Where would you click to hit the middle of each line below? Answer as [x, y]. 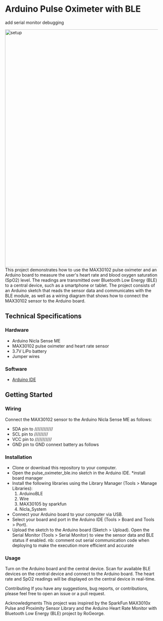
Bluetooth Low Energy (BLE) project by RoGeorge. [55, 614]
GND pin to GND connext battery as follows [56, 444]
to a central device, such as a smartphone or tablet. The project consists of [80, 285]
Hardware [17, 330]
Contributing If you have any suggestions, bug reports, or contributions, [77, 588]
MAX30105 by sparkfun [43, 504]
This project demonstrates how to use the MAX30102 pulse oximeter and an [81, 270]
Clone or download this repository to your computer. [64, 467]
